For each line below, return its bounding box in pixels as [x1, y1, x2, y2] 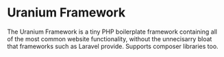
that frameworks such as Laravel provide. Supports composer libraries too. [7, 42, 219, 50]
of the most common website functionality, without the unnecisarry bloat [7, 34, 212, 43]
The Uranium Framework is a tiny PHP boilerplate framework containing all [7, 27, 218, 36]
